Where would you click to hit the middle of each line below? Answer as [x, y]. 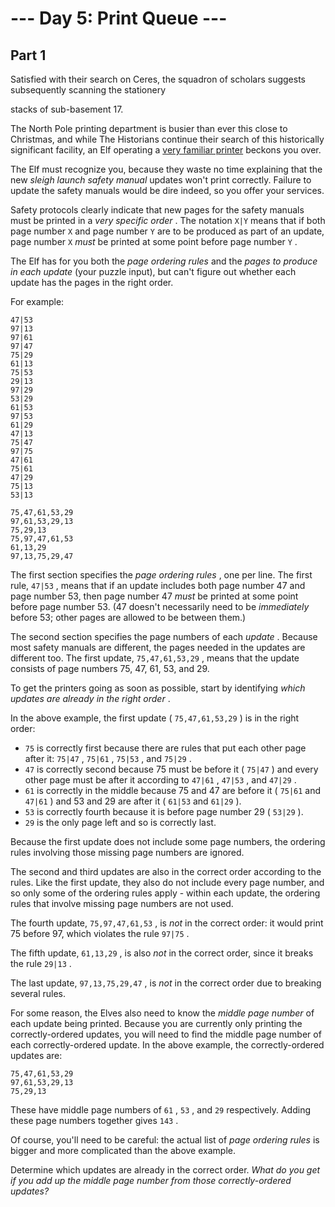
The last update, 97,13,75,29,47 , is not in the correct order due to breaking [166, 983]
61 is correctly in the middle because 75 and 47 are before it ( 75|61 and [173, 790]
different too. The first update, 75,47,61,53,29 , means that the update [155, 658]
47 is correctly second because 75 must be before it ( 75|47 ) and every [171, 769]
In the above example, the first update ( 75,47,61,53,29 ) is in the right [155, 718]
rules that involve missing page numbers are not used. [122, 903]
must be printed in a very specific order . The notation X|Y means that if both [168, 220]
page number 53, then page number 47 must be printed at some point [154, 596]
